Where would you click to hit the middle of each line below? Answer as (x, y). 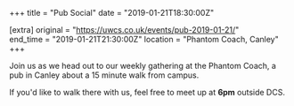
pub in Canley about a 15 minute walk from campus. (104, 75)
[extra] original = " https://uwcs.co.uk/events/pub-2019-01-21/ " (124, 30)
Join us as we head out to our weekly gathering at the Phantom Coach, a (143, 66)
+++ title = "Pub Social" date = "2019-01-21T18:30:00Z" (112, 13)
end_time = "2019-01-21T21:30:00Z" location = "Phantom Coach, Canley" (144, 39)
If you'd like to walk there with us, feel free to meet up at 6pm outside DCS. (147, 92)
